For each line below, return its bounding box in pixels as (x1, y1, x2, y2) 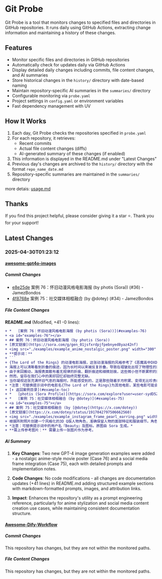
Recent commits (19, 140, 52, 146)
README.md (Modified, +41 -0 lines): (5, 319, 81, 325)
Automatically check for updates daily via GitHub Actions (12, 62, 125, 67)
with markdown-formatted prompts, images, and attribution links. (12, 486, 142, 492)
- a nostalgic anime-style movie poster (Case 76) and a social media (12, 456, 148, 462)
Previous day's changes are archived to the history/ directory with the (12, 161, 153, 167)
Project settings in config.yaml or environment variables (12, 98, 124, 104)
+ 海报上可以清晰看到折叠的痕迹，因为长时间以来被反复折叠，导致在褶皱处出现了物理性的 (5, 365, 157, 370)
